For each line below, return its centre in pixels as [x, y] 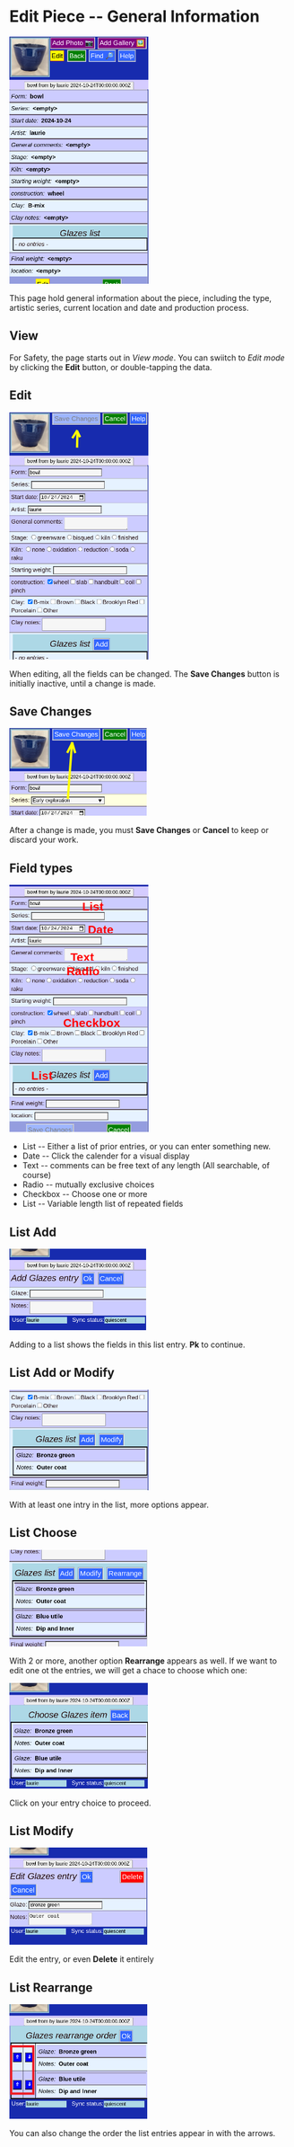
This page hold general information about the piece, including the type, [140, 297]
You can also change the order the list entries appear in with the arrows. [143, 2134]
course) [37, 1176]
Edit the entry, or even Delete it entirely [82, 1959]
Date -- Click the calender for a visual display [106, 1156]
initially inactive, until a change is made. [83, 683]
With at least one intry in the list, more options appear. [109, 1504]
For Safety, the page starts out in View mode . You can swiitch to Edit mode [147, 358]
